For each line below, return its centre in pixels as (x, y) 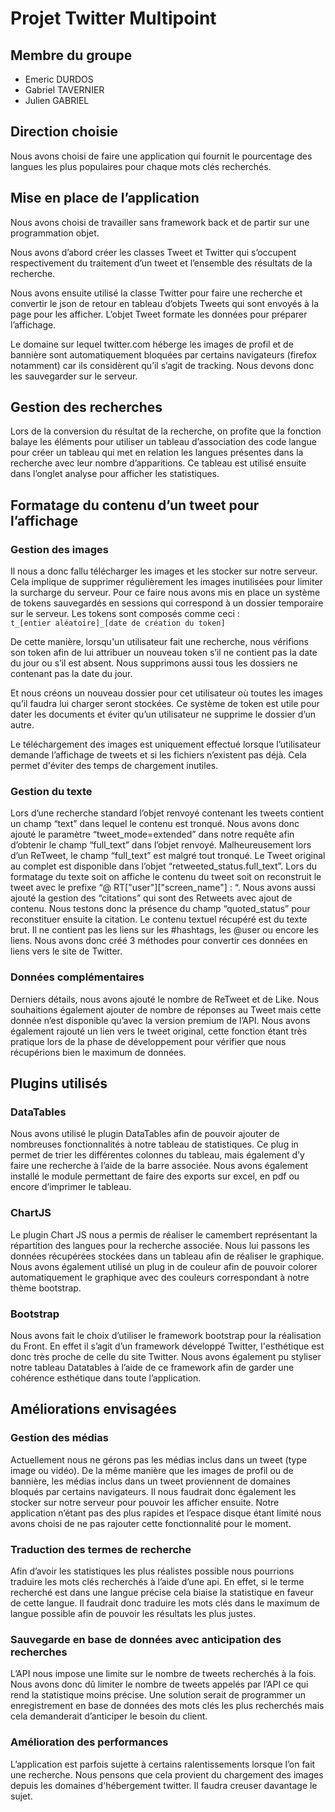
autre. (22, 725)
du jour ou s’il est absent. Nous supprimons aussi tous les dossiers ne (154, 663)
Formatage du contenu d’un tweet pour (135, 505)
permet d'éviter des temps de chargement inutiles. (114, 766)
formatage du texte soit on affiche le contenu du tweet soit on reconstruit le (166, 877)
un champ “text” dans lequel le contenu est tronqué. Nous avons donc (155, 824)
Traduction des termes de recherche (101, 1549)
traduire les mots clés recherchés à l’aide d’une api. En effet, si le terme (157, 1581)
